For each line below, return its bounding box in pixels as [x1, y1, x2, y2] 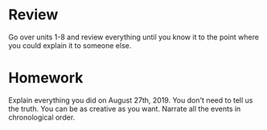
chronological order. [8, 112, 76, 122]
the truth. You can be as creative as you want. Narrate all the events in [8, 104, 241, 113]
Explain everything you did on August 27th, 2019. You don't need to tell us [8, 95, 253, 105]
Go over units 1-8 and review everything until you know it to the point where [8, 32, 260, 42]
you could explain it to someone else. [8, 40, 132, 50]
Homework [8, 69, 84, 87]
